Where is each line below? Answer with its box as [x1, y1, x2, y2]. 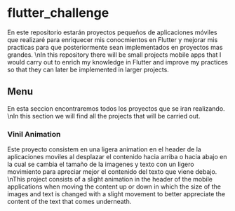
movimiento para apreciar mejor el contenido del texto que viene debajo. [7, 168, 217, 176]
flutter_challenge [7, 5, 109, 21]
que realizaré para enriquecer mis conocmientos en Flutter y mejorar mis [7, 35, 218, 43]
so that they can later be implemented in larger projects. [7, 65, 170, 74]
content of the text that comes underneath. [7, 198, 132, 206]
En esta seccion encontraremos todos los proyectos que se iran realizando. [7, 104, 226, 113]
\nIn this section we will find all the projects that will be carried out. [7, 111, 201, 120]
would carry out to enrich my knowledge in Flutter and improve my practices [7, 57, 228, 66]
